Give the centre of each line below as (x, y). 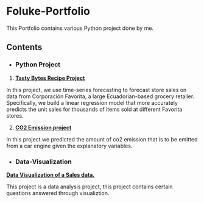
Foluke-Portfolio (48, 11)
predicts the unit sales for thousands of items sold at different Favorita (94, 109)
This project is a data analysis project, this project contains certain (90, 187)
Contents (24, 47)
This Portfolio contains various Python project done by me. (80, 28)
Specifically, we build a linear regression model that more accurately (92, 102)
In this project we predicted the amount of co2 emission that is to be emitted (102, 139)
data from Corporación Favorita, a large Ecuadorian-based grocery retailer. (100, 96)
